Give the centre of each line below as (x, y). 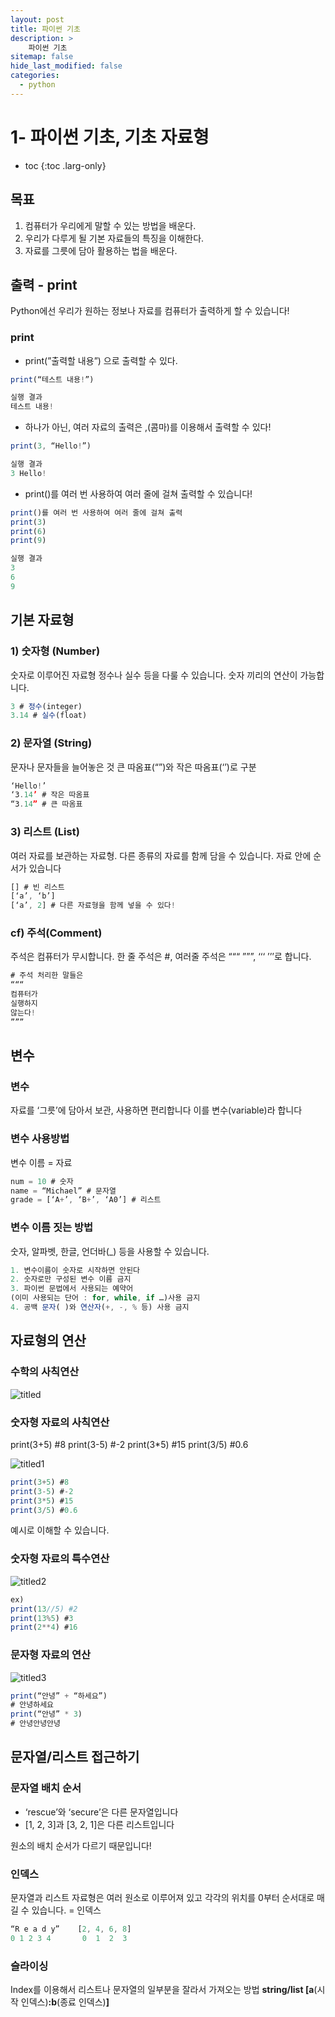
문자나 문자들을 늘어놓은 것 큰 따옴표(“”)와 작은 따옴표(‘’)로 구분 (133, 767)
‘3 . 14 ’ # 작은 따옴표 (50, 795)
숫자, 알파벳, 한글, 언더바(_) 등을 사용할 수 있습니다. (110, 1251)
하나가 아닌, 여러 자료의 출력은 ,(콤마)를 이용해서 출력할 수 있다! (148, 427)
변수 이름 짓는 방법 (52, 1228)
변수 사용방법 (40, 1139)
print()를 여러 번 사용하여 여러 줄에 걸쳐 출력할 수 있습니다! (138, 493)
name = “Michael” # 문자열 (63, 1191)
